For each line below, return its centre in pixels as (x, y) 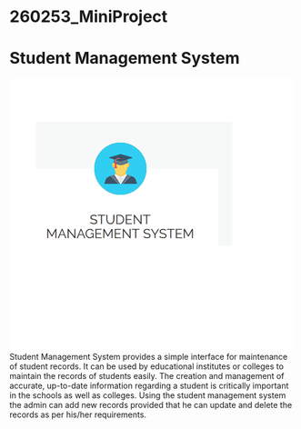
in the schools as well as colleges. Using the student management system (148, 395)
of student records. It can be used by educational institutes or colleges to (147, 366)
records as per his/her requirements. (78, 414)
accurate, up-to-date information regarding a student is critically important (149, 386)
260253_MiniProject (89, 17)
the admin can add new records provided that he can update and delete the (151, 405)
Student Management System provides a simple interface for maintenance (149, 357)
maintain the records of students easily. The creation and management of (147, 376)
